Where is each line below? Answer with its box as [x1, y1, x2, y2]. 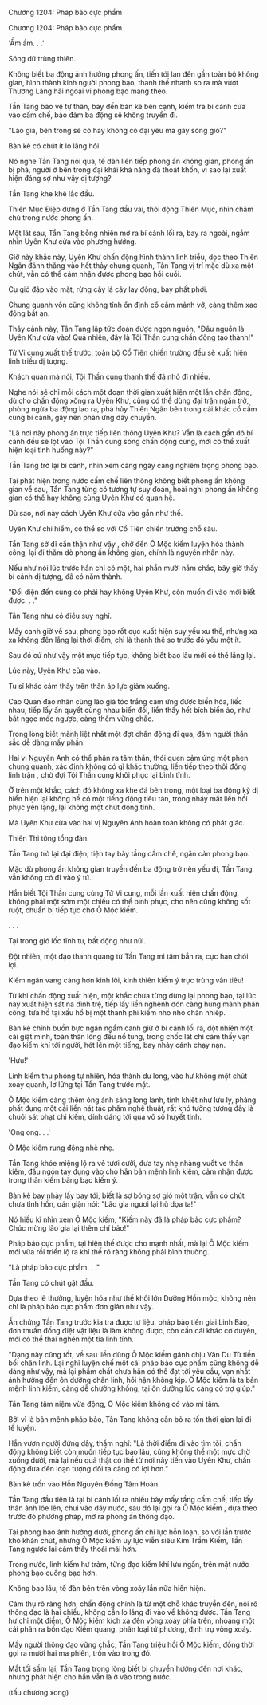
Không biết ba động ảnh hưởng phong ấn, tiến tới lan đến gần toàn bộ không [8, 69, 259, 79]
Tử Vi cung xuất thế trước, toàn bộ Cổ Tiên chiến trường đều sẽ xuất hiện [8, 348, 248, 357]
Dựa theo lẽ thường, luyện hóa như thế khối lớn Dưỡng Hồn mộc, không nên [8, 1294, 257, 1303]
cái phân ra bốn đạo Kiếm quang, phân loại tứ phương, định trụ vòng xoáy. [8, 1624, 253, 1634]
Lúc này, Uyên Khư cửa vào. [8, 666, 101, 675]
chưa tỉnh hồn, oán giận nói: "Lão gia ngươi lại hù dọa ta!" [8, 1199, 197, 1208]
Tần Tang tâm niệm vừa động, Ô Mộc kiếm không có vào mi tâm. [8, 1400, 221, 1408]
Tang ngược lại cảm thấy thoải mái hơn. [8, 1544, 138, 1553]
